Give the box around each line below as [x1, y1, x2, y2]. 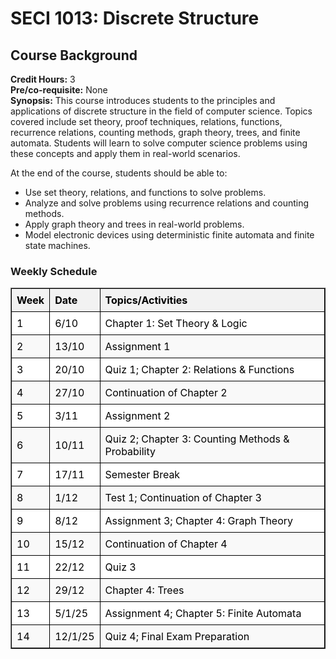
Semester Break [104, 468, 181, 482]
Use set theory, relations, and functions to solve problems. [24, 187, 267, 198]
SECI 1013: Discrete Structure [10, 7, 260, 30]
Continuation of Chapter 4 [104, 537, 228, 551]
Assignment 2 [104, 409, 171, 423]
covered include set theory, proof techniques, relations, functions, [10, 116, 283, 127]
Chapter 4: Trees [104, 583, 185, 597]
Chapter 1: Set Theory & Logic [104, 317, 248, 331]
